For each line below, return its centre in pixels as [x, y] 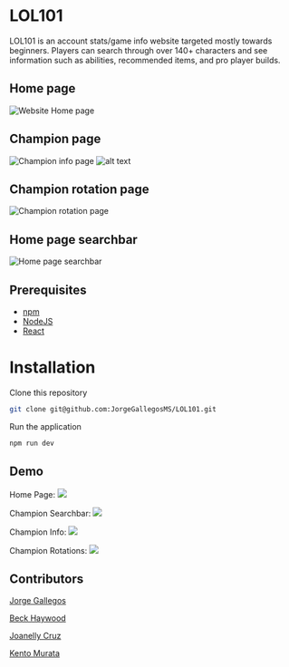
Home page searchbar [73, 240]
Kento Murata [35, 653]
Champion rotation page [79, 189]
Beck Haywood [38, 618]
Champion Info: [38, 532]
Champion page [55, 139]
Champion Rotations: [48, 550]
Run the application [45, 426]
